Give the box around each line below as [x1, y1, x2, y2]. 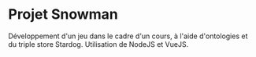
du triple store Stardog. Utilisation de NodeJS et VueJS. [8, 39, 189, 48]
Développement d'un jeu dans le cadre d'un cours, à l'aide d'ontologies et [8, 31, 248, 41]
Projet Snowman [8, 5, 118, 23]
